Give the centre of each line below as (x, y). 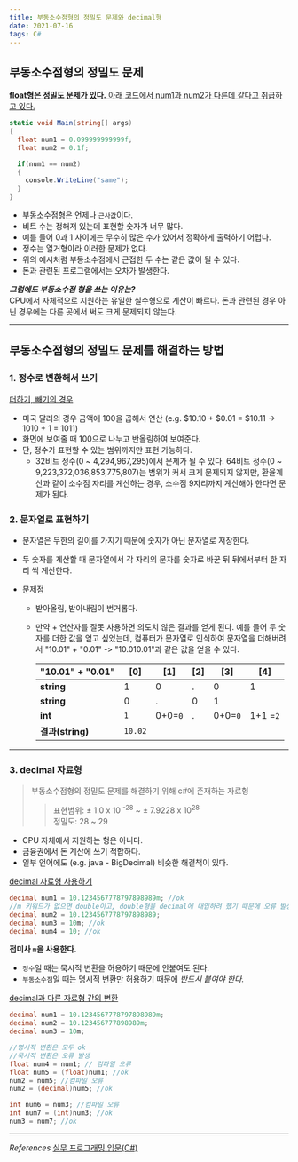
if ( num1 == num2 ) (49, 164)
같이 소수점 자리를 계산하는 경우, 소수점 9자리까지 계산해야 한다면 (165, 483)
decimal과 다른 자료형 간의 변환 (64, 998)
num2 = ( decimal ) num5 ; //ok (61, 1089)
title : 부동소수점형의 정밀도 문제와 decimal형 (86, 17)
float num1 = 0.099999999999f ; (75, 139)
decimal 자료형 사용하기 (51, 881)
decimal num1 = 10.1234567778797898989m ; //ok (97, 898)
